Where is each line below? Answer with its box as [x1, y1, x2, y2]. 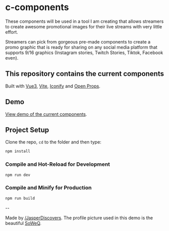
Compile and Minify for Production [5, 184, 92, 191]
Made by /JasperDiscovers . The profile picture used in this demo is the [5, 214, 153, 221]
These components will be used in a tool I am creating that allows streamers [5, 18, 164, 24]
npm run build [5, 196, 35, 201]
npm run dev [5, 172, 30, 177]
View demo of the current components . [5, 111, 88, 117]
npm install [5, 149, 30, 154]
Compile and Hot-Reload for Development [5, 161, 110, 168]
